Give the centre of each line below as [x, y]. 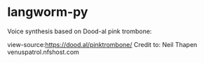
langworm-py [48, 12]
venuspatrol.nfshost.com [43, 52]
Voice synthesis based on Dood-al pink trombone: [80, 31]
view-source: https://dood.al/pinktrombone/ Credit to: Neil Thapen [102, 44]
